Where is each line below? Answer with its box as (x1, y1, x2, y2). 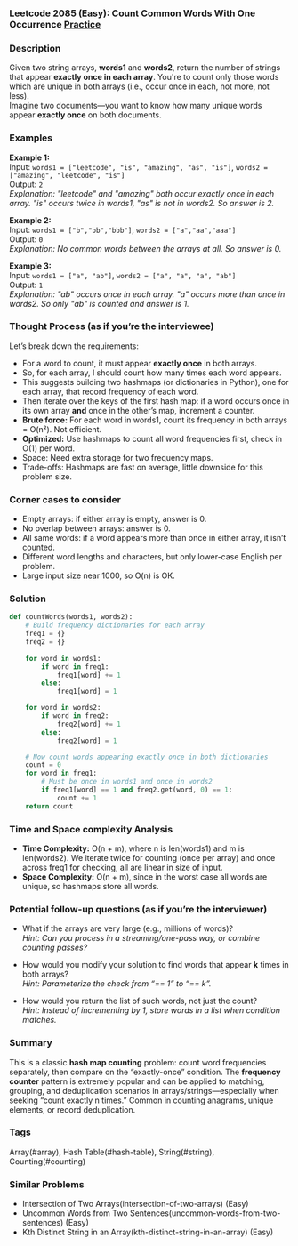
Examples (9, 132, 53, 144)
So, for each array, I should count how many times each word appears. (21, 367, 282, 378)
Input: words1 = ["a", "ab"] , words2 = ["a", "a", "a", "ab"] (9, 269, 237, 280)
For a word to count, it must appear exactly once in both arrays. (21, 358, 258, 368)
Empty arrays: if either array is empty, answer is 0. (21, 514, 207, 525)
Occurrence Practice (9, 18, 101, 30)
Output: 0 (9, 234, 44, 245)
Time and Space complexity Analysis (9, 823, 173, 835)
